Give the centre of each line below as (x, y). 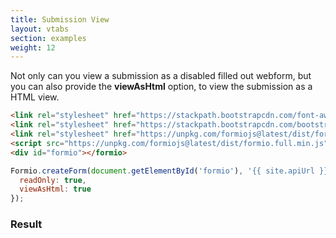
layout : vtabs (40, 29)
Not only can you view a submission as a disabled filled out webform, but (161, 76)
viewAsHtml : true (55, 189)
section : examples (48, 38)
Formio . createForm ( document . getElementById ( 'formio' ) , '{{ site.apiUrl (162, 171)
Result (26, 224)
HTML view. (35, 97)
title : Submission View (60, 19)
